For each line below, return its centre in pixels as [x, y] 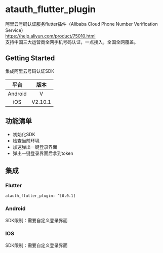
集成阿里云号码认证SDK [30, 71]
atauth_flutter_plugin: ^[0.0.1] [40, 196]
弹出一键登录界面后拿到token [43, 153]
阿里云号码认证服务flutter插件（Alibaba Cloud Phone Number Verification [81, 24]
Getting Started [30, 58]
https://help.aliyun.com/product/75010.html [50, 36]
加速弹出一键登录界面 [35, 147]
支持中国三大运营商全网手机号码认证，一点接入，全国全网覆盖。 [72, 42]
